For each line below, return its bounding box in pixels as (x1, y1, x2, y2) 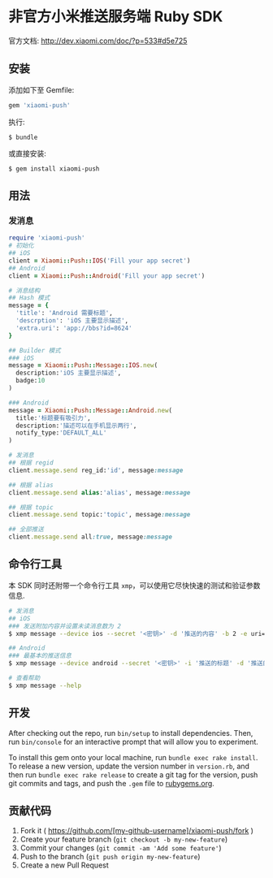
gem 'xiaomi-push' (8, 101, 71, 110)
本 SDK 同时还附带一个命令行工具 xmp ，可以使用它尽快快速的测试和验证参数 (8, 580, 261, 590)
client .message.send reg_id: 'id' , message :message (8, 466, 184, 474)
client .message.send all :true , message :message (8, 533, 173, 541)
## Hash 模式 (8, 294, 50, 302)
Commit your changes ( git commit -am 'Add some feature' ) (19, 843, 222, 853)
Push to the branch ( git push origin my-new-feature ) (19, 852, 201, 862)
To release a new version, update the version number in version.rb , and (8, 761, 250, 771)
